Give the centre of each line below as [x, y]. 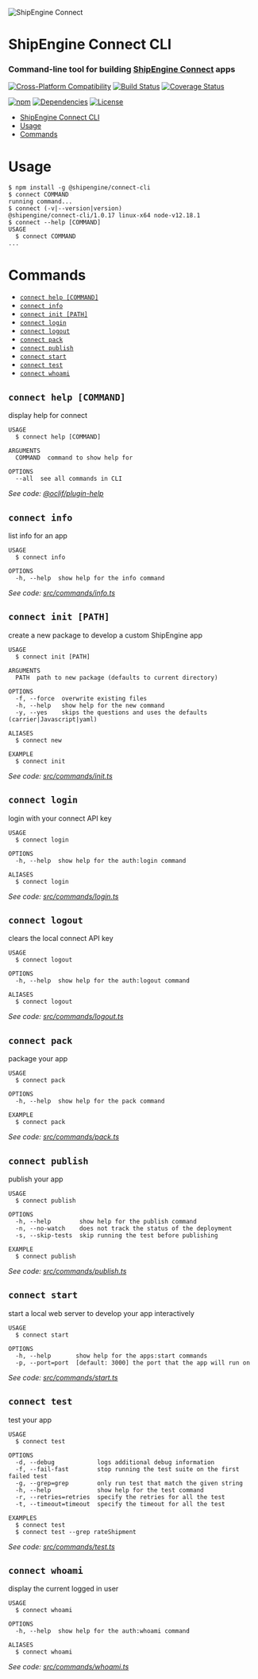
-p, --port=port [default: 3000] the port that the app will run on [133, 1363]
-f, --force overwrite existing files [81, 698]
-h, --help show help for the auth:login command [101, 861]
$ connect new [39, 740]
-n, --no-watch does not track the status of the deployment [124, 1229]
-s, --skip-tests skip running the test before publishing [117, 1236]
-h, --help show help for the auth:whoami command [103, 1631]
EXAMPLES [23, 1518]
